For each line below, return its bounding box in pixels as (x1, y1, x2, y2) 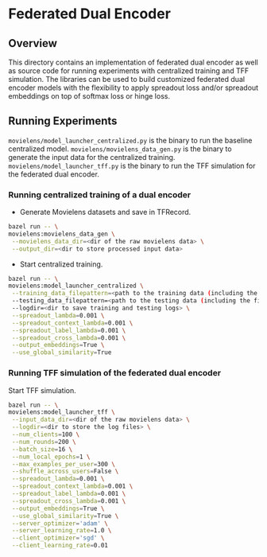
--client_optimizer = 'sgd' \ (11, 534, 105, 542)
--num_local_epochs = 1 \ (11, 453, 91, 461)
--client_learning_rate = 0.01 (11, 542, 109, 550)
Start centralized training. (19, 259, 103, 269)
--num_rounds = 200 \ (11, 438, 77, 446)
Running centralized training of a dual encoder (8, 189, 192, 200)
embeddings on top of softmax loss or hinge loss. (8, 92, 171, 100)
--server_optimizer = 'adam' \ (11, 519, 109, 528)
